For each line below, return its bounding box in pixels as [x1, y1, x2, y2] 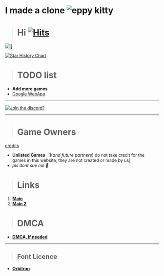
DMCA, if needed [12, 234, 48, 239]
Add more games [12, 86, 48, 92]
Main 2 [12, 201, 27, 206]
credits [5, 143, 19, 148]
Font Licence [17, 253, 58, 261]
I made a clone [5, 5, 65, 16]
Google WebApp [12, 91, 45, 97]
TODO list [17, 70, 57, 81]
